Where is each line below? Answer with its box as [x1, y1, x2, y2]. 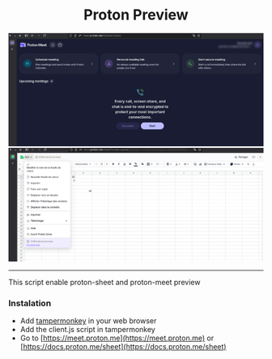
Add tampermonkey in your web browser [19, 316, 157, 326]
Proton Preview [83, 6, 189, 24]
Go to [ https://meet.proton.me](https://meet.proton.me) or [19, 333, 215, 343]
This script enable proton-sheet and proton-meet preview [8, 278, 201, 288]
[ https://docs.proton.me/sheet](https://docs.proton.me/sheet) [19, 342, 227, 352]
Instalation [8, 297, 52, 309]
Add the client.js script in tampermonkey [19, 325, 155, 335]
